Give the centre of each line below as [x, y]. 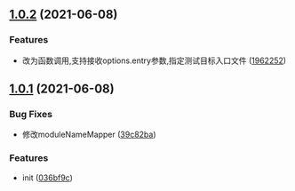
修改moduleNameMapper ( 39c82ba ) [89, 135]
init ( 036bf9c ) [48, 178]
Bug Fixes [31, 114]
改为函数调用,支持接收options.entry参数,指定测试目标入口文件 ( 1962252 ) [154, 60]
